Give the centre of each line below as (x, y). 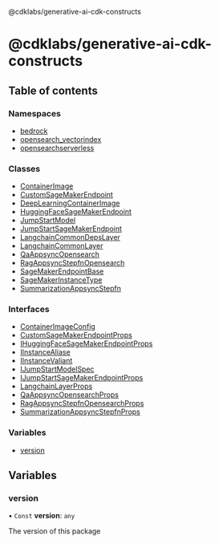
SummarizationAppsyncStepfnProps (80, 412)
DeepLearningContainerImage (70, 203)
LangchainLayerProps (56, 386)
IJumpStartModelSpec (57, 369)
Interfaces (29, 310)
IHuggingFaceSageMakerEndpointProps (86, 343)
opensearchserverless (57, 148)
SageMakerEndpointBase (62, 271)
